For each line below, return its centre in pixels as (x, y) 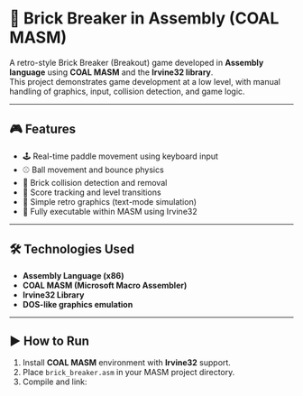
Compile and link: (55, 382)
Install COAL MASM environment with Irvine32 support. (127, 363)
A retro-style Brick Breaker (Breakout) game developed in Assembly (137, 62)
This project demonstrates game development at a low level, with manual (145, 81)
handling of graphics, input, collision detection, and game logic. (127, 91)
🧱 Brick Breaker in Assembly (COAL (144, 18)
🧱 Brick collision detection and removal (95, 182)
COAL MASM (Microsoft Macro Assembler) (105, 285)
